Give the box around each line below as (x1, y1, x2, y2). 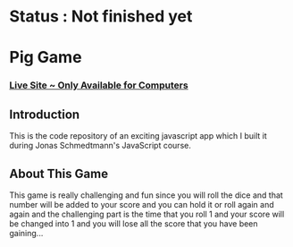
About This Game (9, 166, 109, 181)
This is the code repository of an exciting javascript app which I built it (9, 131, 268, 141)
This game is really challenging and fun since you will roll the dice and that (9, 190, 283, 200)
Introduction (9, 106, 80, 122)
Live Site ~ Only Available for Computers (9, 79, 189, 91)
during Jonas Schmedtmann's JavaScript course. (9, 141, 192, 151)
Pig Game (9, 47, 82, 68)
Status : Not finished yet (9, 6, 193, 27)
